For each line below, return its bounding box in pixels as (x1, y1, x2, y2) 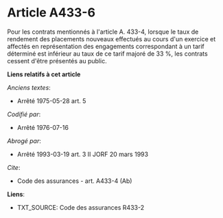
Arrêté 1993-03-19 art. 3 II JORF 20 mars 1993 (16, 150, 149, 158)
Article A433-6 (7, 5, 96, 21)
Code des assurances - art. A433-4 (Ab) (16, 177, 132, 185)
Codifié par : (7, 110, 41, 118)
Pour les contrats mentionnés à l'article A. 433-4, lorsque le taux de (7, 28, 199, 36)
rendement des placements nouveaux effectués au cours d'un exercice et (7, 34, 216, 43)
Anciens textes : (7, 83, 51, 91)
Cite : (7, 163, 21, 171)
